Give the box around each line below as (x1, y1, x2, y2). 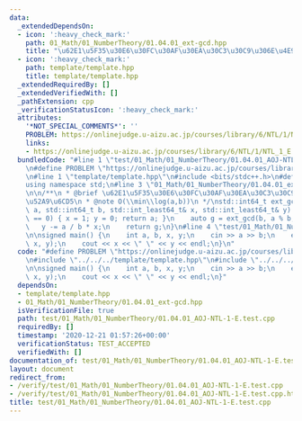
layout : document (9, 364, 75, 373)
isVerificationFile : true (17, 306, 115, 315)
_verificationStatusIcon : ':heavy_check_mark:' (17, 105, 200, 114)
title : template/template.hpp (25, 72, 139, 81)
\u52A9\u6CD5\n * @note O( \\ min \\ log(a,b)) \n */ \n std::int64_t (25, 197, 268, 207)
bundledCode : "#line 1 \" (17, 155, 115, 165)
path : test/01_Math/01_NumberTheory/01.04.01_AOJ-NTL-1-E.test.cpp (17, 314, 276, 324)
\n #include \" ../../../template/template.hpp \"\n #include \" (25, 255, 259, 265)
